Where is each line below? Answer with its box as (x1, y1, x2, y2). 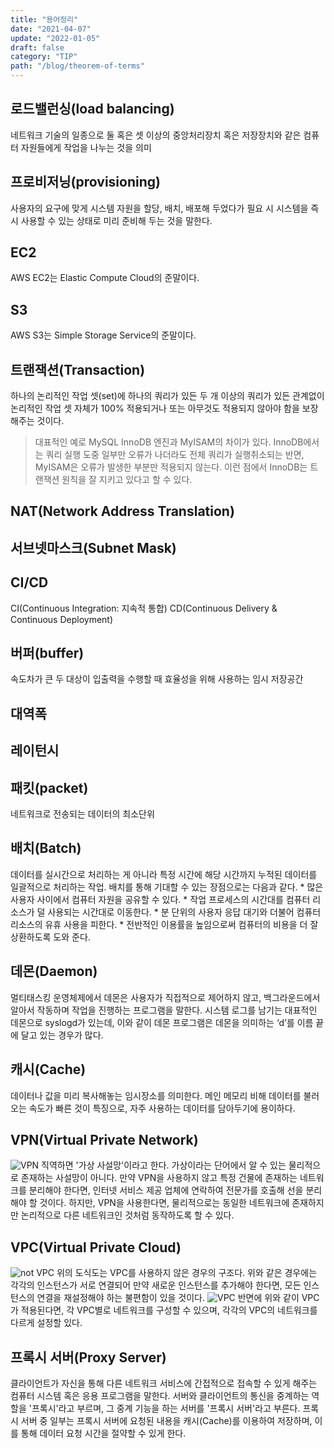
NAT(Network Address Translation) (10, 503, 235, 520)
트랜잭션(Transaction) (10, 361, 146, 378)
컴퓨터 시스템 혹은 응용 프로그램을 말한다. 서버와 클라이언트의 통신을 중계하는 (10, 1389, 310, 1401)
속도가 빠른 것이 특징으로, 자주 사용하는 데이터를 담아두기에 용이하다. (28, 1102, 296, 1114)
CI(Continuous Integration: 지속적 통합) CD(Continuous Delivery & (10, 602, 278, 614)
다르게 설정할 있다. (10, 1317, 83, 1329)
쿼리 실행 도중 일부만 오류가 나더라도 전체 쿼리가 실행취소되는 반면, (45, 449, 305, 461)
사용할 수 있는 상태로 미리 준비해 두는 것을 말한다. (20, 214, 213, 226)
